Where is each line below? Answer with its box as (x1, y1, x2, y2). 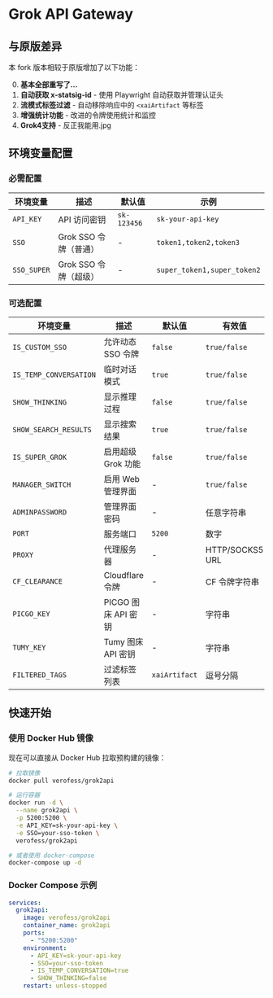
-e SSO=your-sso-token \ (15, 829, 100, 837)
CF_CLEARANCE (12, 576, 63, 586)
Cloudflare (103, 569, 144, 580)
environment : (23, 943, 67, 952)
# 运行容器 (8, 791, 41, 799)
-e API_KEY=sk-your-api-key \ (15, 821, 118, 829)
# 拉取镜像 (8, 768, 41, 777)
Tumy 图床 (103, 636, 144, 647)
